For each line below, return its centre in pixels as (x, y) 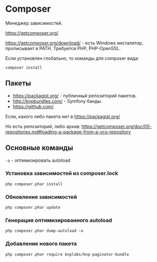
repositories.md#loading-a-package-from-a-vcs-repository (68, 132)
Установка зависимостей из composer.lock (62, 173)
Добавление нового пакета (41, 244)
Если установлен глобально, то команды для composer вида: (72, 58)
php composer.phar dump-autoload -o (44, 231)
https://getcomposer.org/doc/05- (117, 126)
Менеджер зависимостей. (34, 23)
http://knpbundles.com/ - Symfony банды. (57, 101)
